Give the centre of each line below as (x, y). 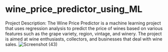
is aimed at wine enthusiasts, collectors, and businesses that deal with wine (84, 39)
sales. (11, 44)
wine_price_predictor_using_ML (74, 9)
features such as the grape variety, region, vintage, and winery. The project (84, 33)
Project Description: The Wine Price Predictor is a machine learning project (83, 23)
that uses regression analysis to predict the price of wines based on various (84, 28)
